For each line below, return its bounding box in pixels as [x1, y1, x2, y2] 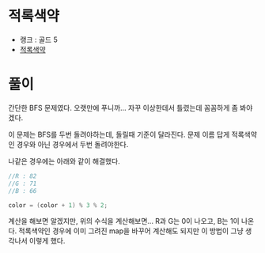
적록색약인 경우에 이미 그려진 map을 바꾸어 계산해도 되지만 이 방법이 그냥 [18, 226, 244, 236]
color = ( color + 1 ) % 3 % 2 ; [8, 201, 108, 210]
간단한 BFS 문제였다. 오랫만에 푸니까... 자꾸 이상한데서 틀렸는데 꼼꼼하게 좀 [8, 103, 239, 112]
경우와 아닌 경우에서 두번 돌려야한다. [16, 139, 129, 149]
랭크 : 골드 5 [19, 35, 58, 44]
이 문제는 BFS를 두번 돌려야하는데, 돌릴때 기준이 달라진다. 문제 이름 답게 [8, 130, 230, 139]
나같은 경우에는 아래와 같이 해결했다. [8, 156, 120, 166]
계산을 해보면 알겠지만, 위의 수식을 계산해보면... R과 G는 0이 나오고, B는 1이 [8, 217, 240, 226]
